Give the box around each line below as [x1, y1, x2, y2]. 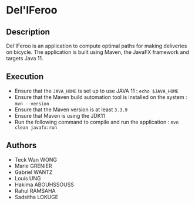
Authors [6, 141, 37, 151]
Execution [6, 71, 44, 82]
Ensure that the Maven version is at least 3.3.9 [14, 106, 128, 113]
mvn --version [14, 101, 49, 107]
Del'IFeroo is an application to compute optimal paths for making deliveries [6, 42, 187, 49]
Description [6, 27, 50, 37]
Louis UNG [14, 175, 41, 182]
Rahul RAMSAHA [14, 187, 56, 194]
